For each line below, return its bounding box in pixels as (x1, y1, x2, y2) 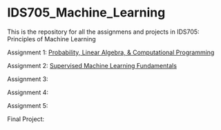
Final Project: (7, 115, 45, 123)
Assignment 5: (7, 101, 48, 109)
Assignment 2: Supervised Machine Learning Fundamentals (7, 61, 177, 69)
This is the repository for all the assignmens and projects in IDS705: (7, 28, 200, 36)
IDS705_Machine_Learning (7, 5, 166, 21)
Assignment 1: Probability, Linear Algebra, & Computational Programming (7, 48, 215, 56)
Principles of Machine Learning (7, 34, 96, 43)
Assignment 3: (7, 74, 48, 83)
